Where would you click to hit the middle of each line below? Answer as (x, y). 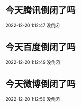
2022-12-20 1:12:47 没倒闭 (33, 25)
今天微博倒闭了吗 (41, 85)
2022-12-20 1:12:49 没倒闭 (33, 62)
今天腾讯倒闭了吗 (41, 10)
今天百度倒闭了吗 (41, 47)
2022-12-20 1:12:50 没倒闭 (33, 99)
